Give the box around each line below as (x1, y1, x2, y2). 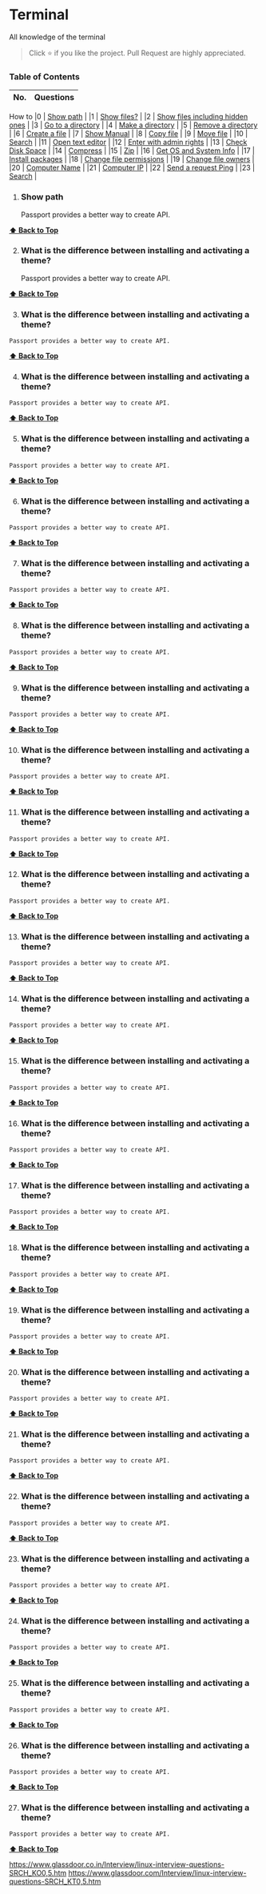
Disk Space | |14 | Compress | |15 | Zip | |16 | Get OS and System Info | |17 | (9, 146, 255, 155)
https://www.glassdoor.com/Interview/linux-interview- (68, 1868, 247, 1878)
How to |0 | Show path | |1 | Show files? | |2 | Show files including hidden (9, 112, 248, 122)
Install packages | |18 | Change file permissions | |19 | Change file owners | (9, 155, 255, 164)
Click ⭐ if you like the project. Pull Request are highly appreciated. (28, 48, 246, 58)
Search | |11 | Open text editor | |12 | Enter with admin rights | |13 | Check (9, 138, 248, 147)
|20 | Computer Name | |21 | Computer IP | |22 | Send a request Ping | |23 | (9, 163, 255, 173)
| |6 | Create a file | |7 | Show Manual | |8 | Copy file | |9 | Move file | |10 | (9, 129, 248, 139)
